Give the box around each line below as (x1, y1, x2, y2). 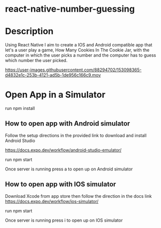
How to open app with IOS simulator (5, 180, 116, 188)
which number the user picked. (5, 58, 68, 63)
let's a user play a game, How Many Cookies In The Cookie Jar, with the (5, 47, 150, 53)
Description (5, 26, 54, 37)
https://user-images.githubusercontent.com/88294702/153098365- (5, 67, 142, 73)
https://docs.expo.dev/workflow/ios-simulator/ (5, 198, 99, 204)
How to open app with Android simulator (5, 120, 130, 128)
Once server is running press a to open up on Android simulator (5, 166, 133, 172)
